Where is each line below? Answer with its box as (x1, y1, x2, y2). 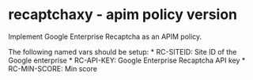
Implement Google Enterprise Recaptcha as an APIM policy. (8, 32, 202, 41)
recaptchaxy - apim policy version (8, 6, 238, 24)
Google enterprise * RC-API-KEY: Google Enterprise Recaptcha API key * (8, 55, 246, 65)
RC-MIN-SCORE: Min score (8, 63, 97, 73)
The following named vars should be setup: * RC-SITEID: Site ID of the (8, 47, 237, 56)
